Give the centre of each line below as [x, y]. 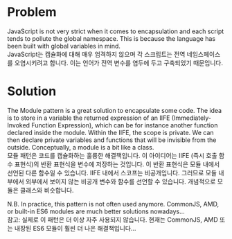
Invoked [18, 125]
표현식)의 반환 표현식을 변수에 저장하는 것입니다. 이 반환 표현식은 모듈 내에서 [117, 164]
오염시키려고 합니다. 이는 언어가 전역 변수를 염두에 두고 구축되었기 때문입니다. [119, 62]
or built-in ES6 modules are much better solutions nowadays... [96, 211]
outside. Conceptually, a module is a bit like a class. [81, 147]
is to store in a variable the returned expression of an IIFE [89, 118]
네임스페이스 [204, 54]
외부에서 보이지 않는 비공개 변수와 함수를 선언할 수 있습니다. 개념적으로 [121, 182]
